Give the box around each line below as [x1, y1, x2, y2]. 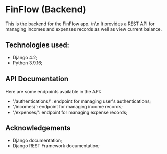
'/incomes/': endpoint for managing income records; [12, 103, 123, 109]
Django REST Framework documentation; [12, 143, 100, 149]
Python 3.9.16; [12, 60, 43, 66]
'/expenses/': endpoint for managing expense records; [12, 109, 128, 115]
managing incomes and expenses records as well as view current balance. [5, 26, 162, 32]
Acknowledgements [5, 124, 71, 133]
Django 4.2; [12, 54, 37, 60]
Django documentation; [12, 137, 62, 144]
